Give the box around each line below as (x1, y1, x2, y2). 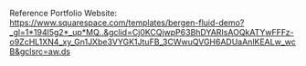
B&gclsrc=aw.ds (9, 46, 71, 57)
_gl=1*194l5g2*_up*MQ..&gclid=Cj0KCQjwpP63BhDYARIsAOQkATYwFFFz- (9, 27, 294, 37)
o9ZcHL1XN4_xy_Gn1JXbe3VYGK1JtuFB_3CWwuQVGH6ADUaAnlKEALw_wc (9, 36, 297, 47)
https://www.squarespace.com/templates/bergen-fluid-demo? (9, 17, 245, 28)
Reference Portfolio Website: (9, 8, 117, 18)
